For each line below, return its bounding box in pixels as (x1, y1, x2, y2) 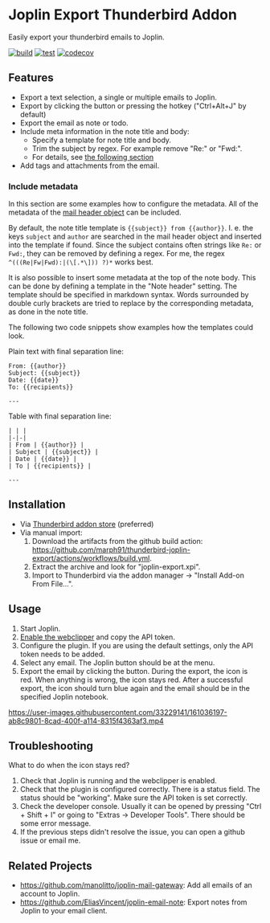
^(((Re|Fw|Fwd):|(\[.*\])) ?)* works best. (8, 257, 154, 267)
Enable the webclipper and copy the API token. (19, 632, 175, 642)
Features (8, 71, 54, 85)
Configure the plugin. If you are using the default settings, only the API (19, 640, 254, 650)
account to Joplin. (19, 889, 80, 899)
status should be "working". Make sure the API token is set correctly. (19, 793, 247, 803)
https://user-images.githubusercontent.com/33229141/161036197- (8, 707, 227, 717)
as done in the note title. (8, 307, 88, 317)
